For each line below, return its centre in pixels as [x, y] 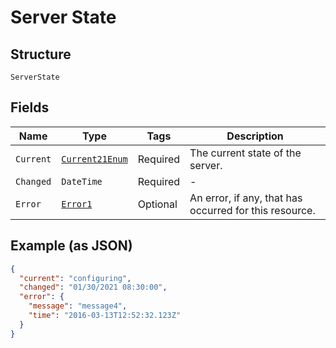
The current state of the [245, 153]
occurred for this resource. [252, 210]
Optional [157, 204]
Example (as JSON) [71, 246]
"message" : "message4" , [78, 306]
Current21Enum [94, 159]
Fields [30, 107]
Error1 [77, 204]
